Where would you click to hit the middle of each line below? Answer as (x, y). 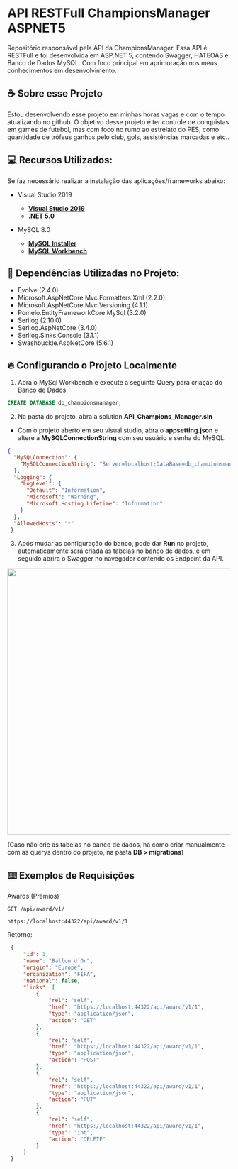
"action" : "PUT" (73, 1099)
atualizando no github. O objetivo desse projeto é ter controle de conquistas (118, 121)
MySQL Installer (52, 243)
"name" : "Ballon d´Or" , (58, 961)
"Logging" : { (33, 477)
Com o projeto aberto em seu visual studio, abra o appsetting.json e (118, 430)
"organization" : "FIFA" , (60, 974)
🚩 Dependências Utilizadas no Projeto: (93, 273)
